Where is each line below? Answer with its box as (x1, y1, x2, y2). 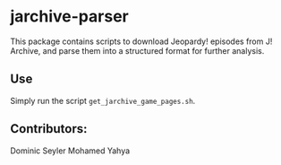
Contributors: (10, 121, 88, 136)
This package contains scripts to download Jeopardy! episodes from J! (10, 36, 273, 47)
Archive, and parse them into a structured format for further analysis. (10, 45, 265, 56)
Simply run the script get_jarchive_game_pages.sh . (10, 95, 196, 106)
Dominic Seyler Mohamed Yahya (10, 145, 131, 156)
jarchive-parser (10, 6, 129, 27)
